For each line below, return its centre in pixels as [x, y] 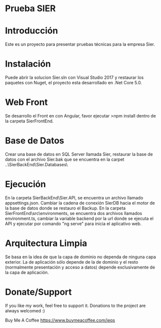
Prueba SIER [30, 9]
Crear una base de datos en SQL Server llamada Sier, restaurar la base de [79, 154]
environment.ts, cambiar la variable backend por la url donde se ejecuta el [79, 218]
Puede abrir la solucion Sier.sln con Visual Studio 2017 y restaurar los [74, 77]
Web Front [27, 102]
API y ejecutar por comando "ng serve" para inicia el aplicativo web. [73, 223]
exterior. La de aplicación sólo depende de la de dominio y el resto [72, 262]
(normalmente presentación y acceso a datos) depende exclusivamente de [80, 267]
